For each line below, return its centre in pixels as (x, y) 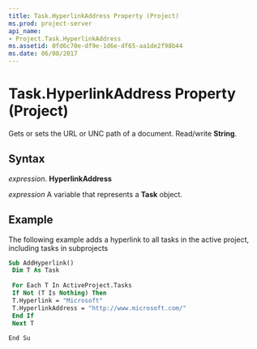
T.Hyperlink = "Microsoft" (58, 300)
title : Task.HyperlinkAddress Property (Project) (94, 16)
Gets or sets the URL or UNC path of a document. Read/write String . (123, 133)
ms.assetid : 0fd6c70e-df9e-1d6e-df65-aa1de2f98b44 (96, 46)
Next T (23, 323)
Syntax (27, 159)
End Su (19, 338)
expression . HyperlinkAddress (60, 179)
